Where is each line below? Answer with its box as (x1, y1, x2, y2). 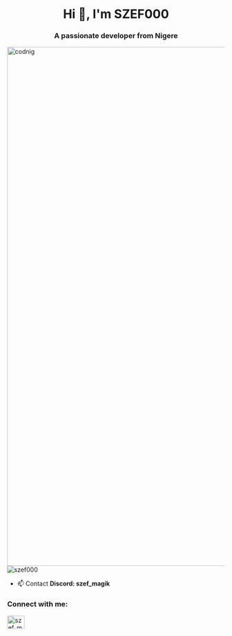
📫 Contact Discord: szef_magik (17, 579, 110, 588)
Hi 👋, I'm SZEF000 (63, 6, 169, 22)
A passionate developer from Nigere (54, 31, 178, 41)
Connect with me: (7, 599, 68, 609)
